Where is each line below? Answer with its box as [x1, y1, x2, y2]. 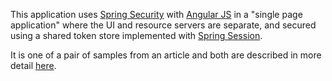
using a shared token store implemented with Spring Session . [10, 30, 263, 41]
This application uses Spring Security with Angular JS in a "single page [10, 9, 303, 20]
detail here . [10, 60, 57, 71]
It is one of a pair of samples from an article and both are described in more [10, 49, 322, 61]
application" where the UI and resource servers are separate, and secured [10, 19, 317, 31]
